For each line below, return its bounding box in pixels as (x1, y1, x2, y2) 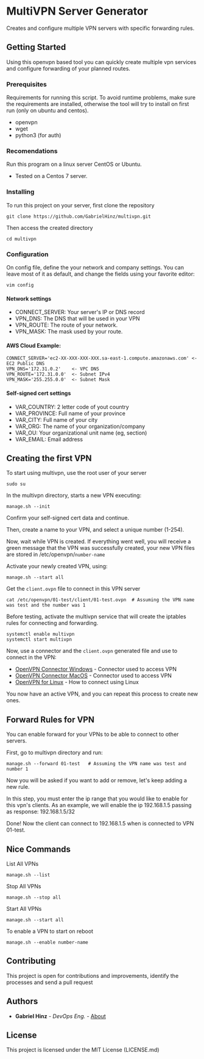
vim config (6, 282, 34, 288)
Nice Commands (6, 844, 71, 854)
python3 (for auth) (15, 132, 62, 139)
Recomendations (6, 146, 58, 155)
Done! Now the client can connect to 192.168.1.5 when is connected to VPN (6, 820, 194, 827)
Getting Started (6, 42, 66, 52)
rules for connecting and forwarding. (6, 619, 99, 627)
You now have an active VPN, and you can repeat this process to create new (6, 690, 199, 697)
